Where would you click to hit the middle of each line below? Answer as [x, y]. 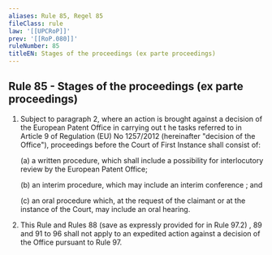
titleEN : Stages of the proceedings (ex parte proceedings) [112, 54]
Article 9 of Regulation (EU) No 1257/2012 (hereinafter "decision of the [138, 136]
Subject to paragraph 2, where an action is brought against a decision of [141, 119]
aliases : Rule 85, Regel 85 [56, 16]
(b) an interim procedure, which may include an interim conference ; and [141, 184]
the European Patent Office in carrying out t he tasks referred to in [131, 127]
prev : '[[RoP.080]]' [43, 39]
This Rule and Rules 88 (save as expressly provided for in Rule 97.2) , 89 [141, 225]
